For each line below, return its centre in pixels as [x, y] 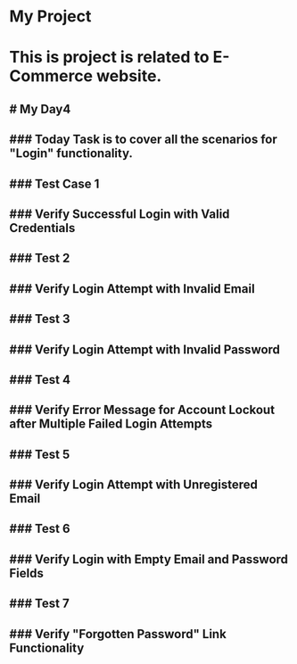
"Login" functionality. [71, 154]
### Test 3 [40, 319]
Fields [27, 573]
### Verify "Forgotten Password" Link [118, 634]
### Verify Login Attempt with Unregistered [134, 485]
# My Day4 [40, 109]
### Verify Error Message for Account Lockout [142, 410]
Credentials [42, 228]
